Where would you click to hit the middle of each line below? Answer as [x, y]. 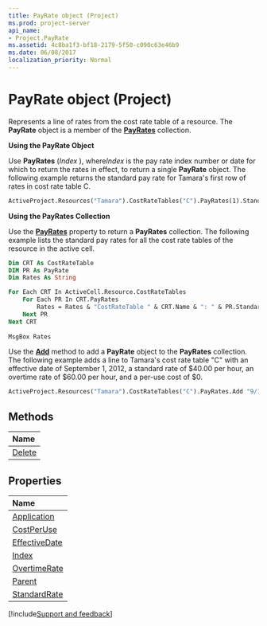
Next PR [35, 314]
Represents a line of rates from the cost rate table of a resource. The [120, 121]
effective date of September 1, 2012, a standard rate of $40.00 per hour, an [131, 369]
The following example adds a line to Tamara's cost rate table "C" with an [128, 360]
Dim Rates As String [43, 278]
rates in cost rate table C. [50, 186]
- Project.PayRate [39, 38]
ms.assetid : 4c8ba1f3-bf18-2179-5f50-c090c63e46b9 [94, 45]
